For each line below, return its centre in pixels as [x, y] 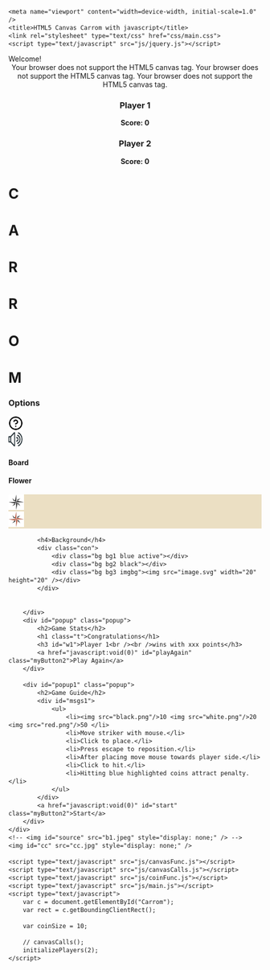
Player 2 [135, 144]
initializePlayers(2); [61, 950]
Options [24, 403]
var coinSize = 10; [55, 926]
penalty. [235, 773]
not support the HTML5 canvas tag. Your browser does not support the [135, 76]
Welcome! [25, 59]
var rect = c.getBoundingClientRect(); [90, 910]
